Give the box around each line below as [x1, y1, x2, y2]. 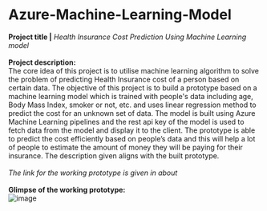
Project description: [8, 58, 76, 67]
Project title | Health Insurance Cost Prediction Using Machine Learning [8, 32, 247, 42]
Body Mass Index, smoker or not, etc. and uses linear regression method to [8, 100, 257, 109]
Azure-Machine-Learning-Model [8, 6, 232, 24]
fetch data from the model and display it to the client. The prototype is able [8, 125, 256, 135]
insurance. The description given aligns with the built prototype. [8, 150, 220, 161]
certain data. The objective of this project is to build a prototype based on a [8, 82, 258, 93]
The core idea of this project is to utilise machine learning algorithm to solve [8, 66, 259, 75]
